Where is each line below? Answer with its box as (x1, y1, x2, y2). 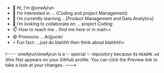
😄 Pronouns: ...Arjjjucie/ (12, 34, 63, 40)
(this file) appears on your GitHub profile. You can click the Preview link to (5, 57, 158, 62)
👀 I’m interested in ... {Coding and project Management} (12, 10, 128, 16)
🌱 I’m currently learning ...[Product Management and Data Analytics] (12, 16, 154, 21)
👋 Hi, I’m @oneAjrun (12, 5, 54, 11)
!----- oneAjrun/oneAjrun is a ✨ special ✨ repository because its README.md (5, 51, 159, 57)
